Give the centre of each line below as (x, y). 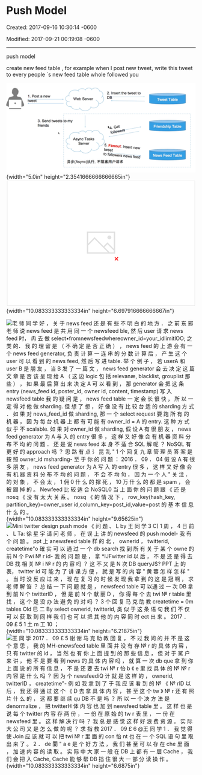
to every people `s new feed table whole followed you (73, 74)
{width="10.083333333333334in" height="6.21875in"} (74, 631)
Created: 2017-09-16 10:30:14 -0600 (52, 27)
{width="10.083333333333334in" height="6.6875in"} (73, 765)
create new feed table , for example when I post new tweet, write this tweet (99, 68)
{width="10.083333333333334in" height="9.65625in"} (75, 519)
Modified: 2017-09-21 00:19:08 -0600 (53, 39)
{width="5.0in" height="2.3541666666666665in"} (68, 177)
